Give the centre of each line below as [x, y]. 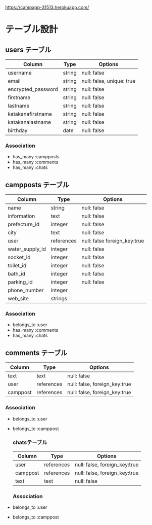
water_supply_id [27, 249]
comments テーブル [36, 353]
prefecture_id [24, 224]
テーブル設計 [32, 29]
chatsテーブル [30, 442]
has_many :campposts [36, 157]
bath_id [17, 274]
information [21, 216]
